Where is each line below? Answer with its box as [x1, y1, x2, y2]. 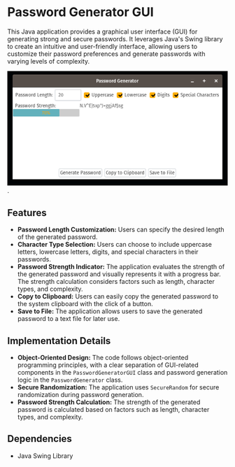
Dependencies [7, 433, 72, 445]
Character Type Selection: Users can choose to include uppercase [17, 240, 212, 249]
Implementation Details [7, 335, 111, 347]
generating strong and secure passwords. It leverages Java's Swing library [7, 34, 223, 43]
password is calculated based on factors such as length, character [17, 405, 210, 413]
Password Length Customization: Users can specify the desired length [17, 225, 225, 234]
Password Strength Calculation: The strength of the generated [17, 398, 201, 406]
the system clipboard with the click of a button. [17, 300, 153, 308]
